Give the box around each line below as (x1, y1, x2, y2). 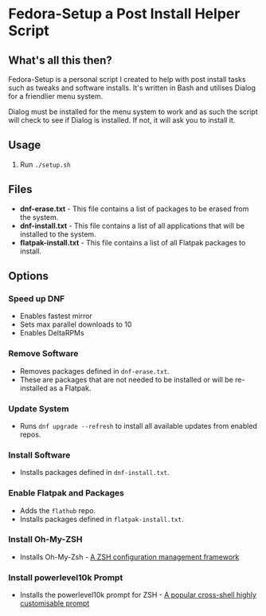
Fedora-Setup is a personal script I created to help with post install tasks (8, 75, 246, 84)
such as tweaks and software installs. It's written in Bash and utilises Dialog (8, 83, 256, 92)
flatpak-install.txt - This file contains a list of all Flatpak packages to (19, 237, 246, 247)
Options (8, 269, 49, 283)
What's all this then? (8, 53, 113, 67)
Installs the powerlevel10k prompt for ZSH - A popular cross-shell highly (19, 590, 257, 600)
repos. (19, 430, 41, 439)
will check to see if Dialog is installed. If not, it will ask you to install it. (8, 116, 236, 124)
